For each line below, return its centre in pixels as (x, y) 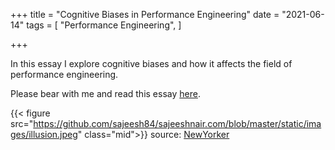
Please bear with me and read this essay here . (105, 93)
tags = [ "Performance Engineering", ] (104, 25)
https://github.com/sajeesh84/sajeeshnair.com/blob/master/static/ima (177, 123)
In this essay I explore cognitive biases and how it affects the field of (151, 63)
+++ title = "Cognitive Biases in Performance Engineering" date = (145, 14)
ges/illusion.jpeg (44, 134)
